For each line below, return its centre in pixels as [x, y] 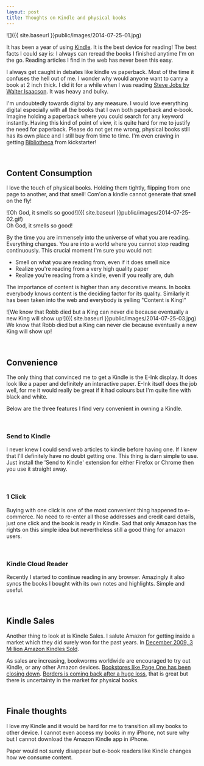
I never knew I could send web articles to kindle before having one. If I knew [102, 449]
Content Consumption [49, 173]
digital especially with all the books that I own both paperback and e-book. [100, 109]
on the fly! [19, 201]
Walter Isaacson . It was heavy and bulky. [58, 91]
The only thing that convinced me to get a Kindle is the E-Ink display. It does [102, 377]
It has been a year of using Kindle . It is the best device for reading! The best [101, 47]
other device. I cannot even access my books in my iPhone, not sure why [98, 732]
